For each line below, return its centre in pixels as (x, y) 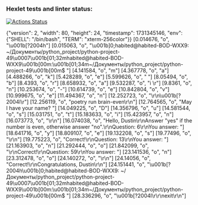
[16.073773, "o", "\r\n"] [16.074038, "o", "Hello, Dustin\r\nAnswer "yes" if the (99, 121)
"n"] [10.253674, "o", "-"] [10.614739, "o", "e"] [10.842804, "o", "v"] (88, 90)
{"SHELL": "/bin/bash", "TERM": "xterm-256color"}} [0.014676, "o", (88, 39)
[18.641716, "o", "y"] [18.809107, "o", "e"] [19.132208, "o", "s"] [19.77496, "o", (99, 133)
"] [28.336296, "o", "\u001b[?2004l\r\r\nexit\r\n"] (126, 196)
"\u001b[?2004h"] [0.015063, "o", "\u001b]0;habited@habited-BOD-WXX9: (98, 45)
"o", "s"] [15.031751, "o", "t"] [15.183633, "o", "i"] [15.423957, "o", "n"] (90, 114)
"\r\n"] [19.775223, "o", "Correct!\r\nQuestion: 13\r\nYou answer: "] (87, 140)
